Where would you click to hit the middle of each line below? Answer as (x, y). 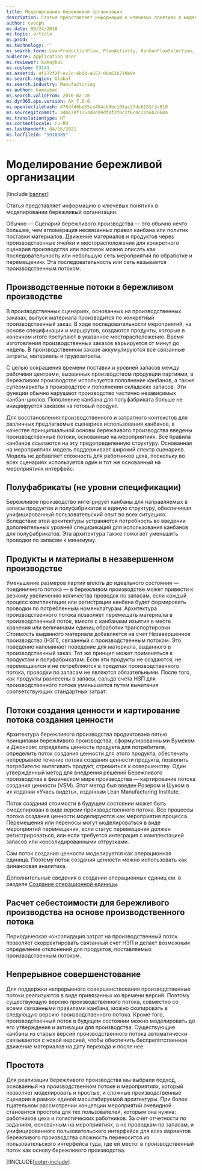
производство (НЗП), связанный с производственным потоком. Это (94, 640)
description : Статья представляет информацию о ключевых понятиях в (94, 17)
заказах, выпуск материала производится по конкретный (80, 317)
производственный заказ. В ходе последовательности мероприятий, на (99, 324)
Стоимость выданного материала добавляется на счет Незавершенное (99, 634)
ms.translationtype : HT (36, 118)
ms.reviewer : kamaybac (35, 62)
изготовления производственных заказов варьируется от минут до (93, 343)
